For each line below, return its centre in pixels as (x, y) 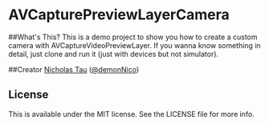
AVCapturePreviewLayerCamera (119, 15)
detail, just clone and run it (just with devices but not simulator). (114, 54)
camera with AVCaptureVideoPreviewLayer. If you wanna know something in (134, 45)
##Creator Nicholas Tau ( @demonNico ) (74, 69)
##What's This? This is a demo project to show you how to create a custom (133, 37)
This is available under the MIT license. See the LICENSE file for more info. (131, 114)
